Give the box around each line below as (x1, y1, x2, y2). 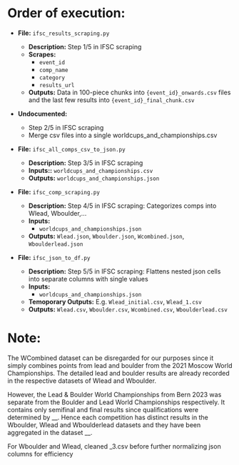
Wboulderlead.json (28, 241, 83, 248)
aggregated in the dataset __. (7, 428, 93, 436)
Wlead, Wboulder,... (28, 209, 87, 217)
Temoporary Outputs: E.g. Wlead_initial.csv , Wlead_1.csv (28, 297, 202, 306)
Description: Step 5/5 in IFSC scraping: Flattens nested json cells (28, 266, 221, 276)
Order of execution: (7, 5, 126, 21)
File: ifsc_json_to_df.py (17, 253, 91, 261)
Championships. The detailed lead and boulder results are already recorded (7, 369, 230, 377)
